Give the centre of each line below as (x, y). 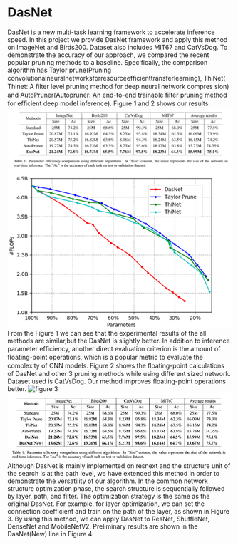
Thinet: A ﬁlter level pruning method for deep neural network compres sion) (118, 86)
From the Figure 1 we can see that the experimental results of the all (107, 333)
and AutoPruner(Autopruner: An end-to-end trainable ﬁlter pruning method (117, 95)
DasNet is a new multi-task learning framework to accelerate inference (111, 32)
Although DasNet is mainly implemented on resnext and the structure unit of (119, 466)
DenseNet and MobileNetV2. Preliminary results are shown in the (103, 526)
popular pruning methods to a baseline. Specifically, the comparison (108, 62)
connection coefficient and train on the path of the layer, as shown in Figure (119, 512)
